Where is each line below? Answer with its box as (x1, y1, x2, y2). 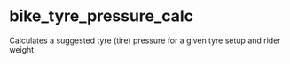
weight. (9, 44, 37, 54)
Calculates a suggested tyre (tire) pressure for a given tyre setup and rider (9, 35, 281, 46)
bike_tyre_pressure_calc (9, 6, 193, 26)
